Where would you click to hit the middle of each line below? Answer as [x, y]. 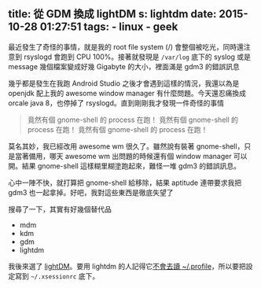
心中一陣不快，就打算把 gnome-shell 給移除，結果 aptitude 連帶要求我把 [125, 183]
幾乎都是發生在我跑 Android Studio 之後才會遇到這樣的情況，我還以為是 [124, 83]
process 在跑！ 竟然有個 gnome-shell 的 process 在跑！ [118, 129]
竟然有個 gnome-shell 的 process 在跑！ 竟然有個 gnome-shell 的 [132, 120]
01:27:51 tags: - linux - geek [109, 27]
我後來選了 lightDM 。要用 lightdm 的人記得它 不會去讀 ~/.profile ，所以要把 [127, 266]
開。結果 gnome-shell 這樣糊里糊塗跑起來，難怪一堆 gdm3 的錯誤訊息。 [125, 166]
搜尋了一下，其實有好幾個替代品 [60, 209]
